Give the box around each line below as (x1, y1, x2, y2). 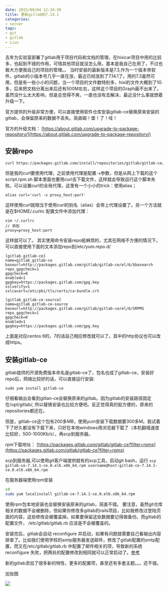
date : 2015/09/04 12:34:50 (5, 7, 61, 13)
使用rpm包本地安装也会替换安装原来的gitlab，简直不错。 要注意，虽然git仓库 (5, 501, 163, 507)
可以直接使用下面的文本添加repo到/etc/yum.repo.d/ (5, 244, 111, 250)
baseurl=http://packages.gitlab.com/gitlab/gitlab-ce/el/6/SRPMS (5, 306, 144, 311)
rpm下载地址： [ (5, 441, 38, 448)
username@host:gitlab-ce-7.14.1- (87, 463, 157, 468)
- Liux (5, 40, 19, 45)
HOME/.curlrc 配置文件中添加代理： (16, 208, 90, 214)
